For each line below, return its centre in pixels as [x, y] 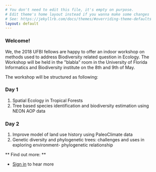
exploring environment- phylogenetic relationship [62, 145]
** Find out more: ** [26, 155]
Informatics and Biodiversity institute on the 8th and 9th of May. [70, 67]
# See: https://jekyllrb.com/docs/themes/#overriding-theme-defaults [78, 19]
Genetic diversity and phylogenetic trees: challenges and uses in [78, 140]
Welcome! [18, 41]
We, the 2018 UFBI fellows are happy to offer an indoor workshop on [75, 51]
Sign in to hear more [33, 164]
